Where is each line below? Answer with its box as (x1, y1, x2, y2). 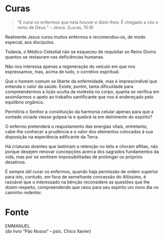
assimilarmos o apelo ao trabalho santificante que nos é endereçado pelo (5, 94, 154, 100)
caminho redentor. (5, 189, 43, 195)
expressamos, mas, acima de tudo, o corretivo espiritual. (5, 68, 120, 74)
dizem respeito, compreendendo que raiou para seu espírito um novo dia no (5, 184, 159, 190)
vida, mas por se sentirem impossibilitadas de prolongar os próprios (5, 153, 143, 160)
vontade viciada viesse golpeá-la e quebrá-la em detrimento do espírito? (5, 114, 152, 119)
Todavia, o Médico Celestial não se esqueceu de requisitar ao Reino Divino (5, 49, 156, 55)
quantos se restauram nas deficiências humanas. (5, 54, 105, 60)
